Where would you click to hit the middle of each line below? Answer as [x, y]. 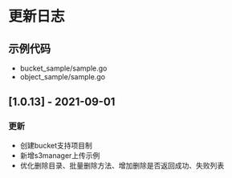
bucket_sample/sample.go [63, 68]
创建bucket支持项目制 [56, 145]
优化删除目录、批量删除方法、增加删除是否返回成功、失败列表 [122, 165]
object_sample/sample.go [63, 77]
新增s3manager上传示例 [60, 155]
